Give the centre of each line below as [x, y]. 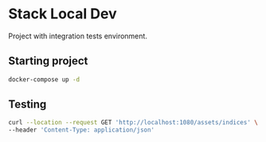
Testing [27, 105]
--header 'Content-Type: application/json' [82, 130]
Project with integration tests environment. [78, 36]
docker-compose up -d [44, 79]
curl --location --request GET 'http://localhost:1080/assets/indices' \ [133, 123]
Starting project [48, 61]
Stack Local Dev [63, 14]
